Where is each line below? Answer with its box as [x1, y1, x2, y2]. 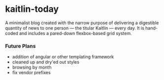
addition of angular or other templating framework [12, 54, 114, 60]
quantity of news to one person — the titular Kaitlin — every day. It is [5, 25, 144, 31]
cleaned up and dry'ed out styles [12, 59, 80, 65]
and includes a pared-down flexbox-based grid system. [19, 30, 132, 36]
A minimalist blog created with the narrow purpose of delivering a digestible [5, 20, 159, 26]
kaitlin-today [5, 3, 59, 15]
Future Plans [5, 42, 36, 49]
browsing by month [12, 64, 52, 70]
